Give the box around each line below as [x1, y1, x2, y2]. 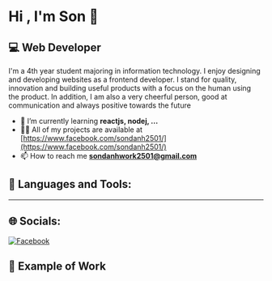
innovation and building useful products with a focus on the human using [8, 83, 252, 92]
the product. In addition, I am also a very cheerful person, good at [8, 92, 228, 101]
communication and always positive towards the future [8, 100, 192, 110]
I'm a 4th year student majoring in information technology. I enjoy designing [8, 66, 261, 75]
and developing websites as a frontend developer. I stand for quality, [8, 75, 237, 84]
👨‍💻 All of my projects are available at [19, 125, 143, 134]
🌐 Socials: [8, 215, 62, 228]
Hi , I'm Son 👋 [8, 7, 99, 26]
